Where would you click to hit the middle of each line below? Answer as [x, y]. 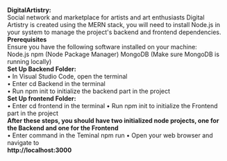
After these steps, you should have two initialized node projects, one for [113, 120]
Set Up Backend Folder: [42, 69]
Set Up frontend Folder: [42, 99]
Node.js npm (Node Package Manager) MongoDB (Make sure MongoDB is [113, 54]
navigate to [23, 143]
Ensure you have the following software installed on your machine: [102, 47]
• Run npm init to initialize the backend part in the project [89, 91]
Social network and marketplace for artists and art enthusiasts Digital [106, 17]
